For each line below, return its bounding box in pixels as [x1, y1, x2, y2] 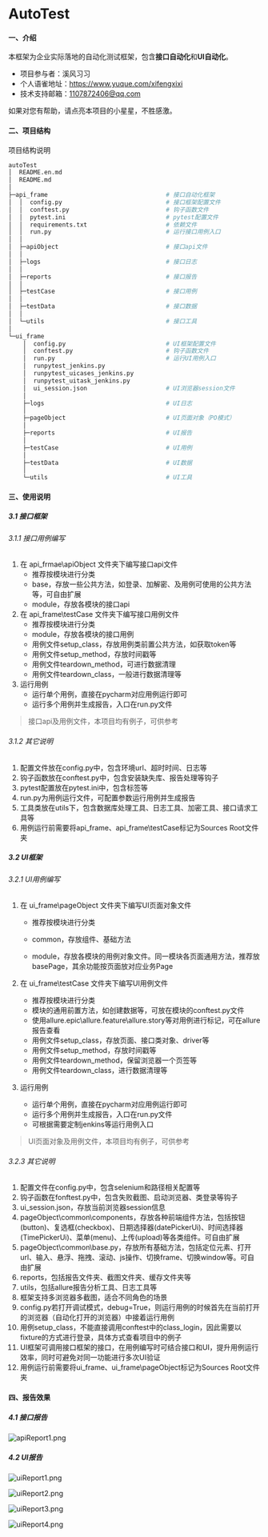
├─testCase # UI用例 [22, 443, 193, 452]
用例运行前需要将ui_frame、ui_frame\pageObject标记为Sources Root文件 [19, 1363, 260, 1372]
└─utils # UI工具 [22, 474, 193, 482]
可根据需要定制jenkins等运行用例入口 [31, 1119, 154, 1129]
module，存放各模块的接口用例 [31, 630, 134, 639]
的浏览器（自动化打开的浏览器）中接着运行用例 [19, 1313, 174, 1323]
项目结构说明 [8, 145, 50, 154]
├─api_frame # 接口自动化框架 [8, 191, 215, 199]
